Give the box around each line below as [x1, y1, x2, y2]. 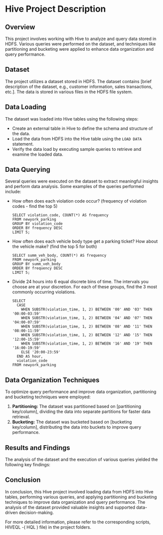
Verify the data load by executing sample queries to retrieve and [12, 146, 142, 152]
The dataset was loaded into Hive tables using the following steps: [5, 116, 139, 122]
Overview [5, 23, 36, 31]
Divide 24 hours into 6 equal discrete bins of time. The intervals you [12, 279, 149, 285]
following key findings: [5, 462, 50, 468]
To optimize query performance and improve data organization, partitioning [5, 389, 157, 395]
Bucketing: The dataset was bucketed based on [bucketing [12, 419, 132, 425]
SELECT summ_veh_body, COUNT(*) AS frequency [12, 253, 106, 258]
